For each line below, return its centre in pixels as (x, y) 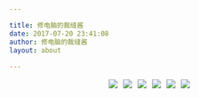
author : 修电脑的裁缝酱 (48, 42)
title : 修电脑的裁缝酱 (47, 25)
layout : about (36, 50)
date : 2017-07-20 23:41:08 (59, 33)
